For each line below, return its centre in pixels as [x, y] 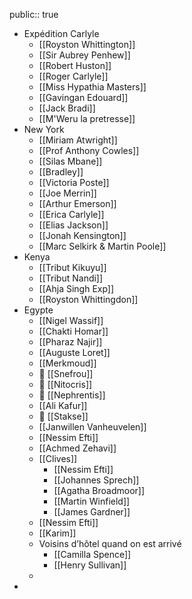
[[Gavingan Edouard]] [83, 97]
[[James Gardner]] [92, 512]
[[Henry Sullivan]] [90, 565]
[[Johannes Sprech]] [96, 480]
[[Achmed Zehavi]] [77, 448]
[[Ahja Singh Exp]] [76, 288]
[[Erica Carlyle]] [71, 214]
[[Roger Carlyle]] [73, 76]
